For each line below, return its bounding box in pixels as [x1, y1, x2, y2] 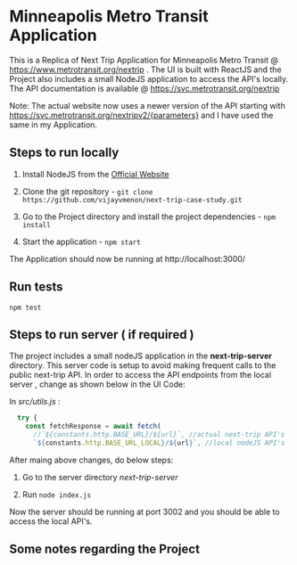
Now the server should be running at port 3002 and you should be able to [9, 506, 280, 517]
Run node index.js [21, 488, 92, 500]
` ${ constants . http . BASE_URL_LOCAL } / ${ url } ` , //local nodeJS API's [32, 438, 285, 447]
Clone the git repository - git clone [21, 185, 153, 197]
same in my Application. [9, 119, 98, 130]
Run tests [9, 279, 63, 295]
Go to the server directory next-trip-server [21, 471, 178, 482]
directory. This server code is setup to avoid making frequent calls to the [9, 360, 276, 371]
